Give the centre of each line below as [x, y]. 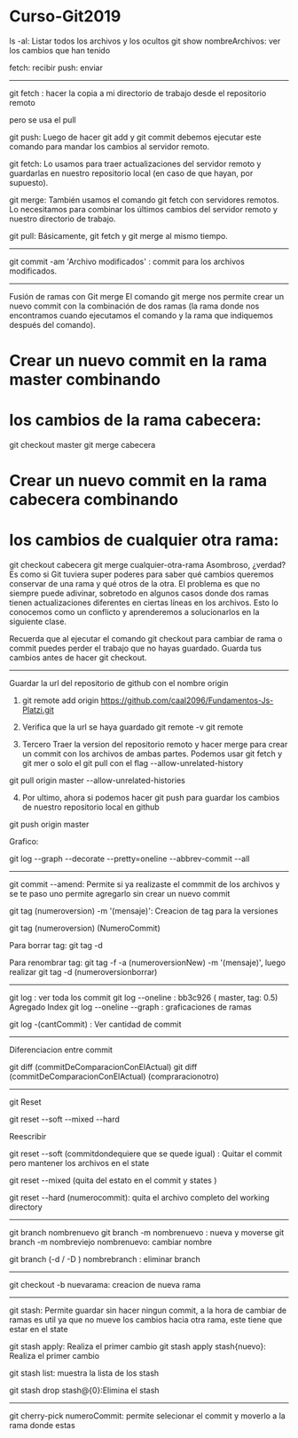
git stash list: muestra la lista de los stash [84, 1373]
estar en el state [39, 1330]
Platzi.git [38, 710]
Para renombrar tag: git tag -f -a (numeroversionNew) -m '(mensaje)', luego [148, 963]
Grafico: [24, 842]
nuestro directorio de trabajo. [63, 219]
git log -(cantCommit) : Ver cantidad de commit [95, 1025]
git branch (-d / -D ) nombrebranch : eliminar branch [105, 1259]
